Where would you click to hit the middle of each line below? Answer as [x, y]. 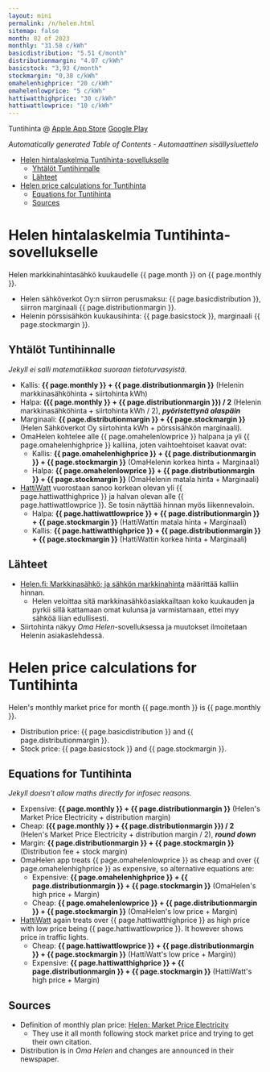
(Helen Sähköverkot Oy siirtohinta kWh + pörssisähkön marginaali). [131, 427]
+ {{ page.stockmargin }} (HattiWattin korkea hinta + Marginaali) [139, 539]
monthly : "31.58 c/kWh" [48, 46]
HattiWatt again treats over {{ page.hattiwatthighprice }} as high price [135, 920]
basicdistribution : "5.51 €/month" [68, 53]
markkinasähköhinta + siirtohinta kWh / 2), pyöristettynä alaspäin [130, 410]
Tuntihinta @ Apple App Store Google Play [78, 129]
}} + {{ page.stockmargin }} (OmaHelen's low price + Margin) [135, 912]
